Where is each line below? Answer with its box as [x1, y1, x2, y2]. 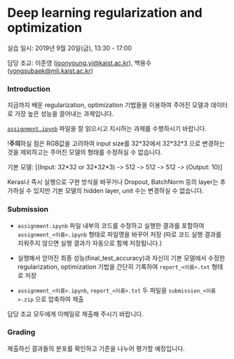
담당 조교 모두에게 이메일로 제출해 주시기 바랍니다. [7, 309, 144, 318]
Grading [7, 328, 36, 337]
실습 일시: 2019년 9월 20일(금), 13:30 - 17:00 [7, 43, 132, 52]
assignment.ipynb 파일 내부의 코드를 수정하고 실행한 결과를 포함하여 [17, 221, 205, 230]
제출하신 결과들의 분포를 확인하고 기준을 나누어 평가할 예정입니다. [7, 344, 186, 353]
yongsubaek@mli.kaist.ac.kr [9, 66, 91, 75]
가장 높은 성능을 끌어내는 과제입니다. [14, 110, 114, 118]
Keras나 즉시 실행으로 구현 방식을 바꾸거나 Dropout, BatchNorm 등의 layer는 [7, 178, 219, 186]
